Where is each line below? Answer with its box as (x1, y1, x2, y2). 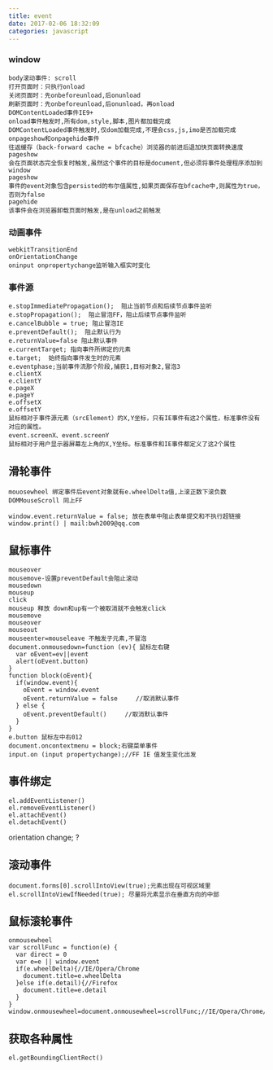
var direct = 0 (15, 950, 67, 959)
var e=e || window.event (15, 958, 100, 966)
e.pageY (8, 392, 35, 400)
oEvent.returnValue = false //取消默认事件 (23, 694, 180, 703)
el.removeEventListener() (8, 804, 96, 812)
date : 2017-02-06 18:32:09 (8, 20, 100, 28)
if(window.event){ (15, 678, 79, 686)
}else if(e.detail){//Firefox (15, 979, 118, 988)
